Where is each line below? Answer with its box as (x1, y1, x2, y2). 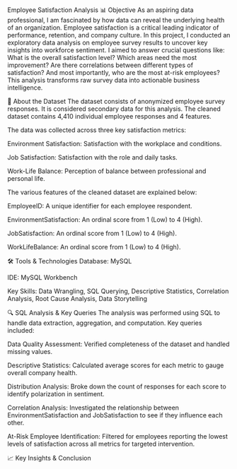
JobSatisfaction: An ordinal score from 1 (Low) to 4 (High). (7, 229, 178, 237)
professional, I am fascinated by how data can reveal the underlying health (7, 16, 225, 24)
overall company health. (7, 369, 78, 376)
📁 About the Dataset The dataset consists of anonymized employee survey (7, 97, 225, 105)
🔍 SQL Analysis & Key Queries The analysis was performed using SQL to (7, 309, 221, 316)
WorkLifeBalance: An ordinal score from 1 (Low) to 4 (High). (7, 243, 181, 251)
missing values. (7, 348, 53, 355)
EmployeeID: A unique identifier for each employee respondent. (7, 202, 192, 210)
